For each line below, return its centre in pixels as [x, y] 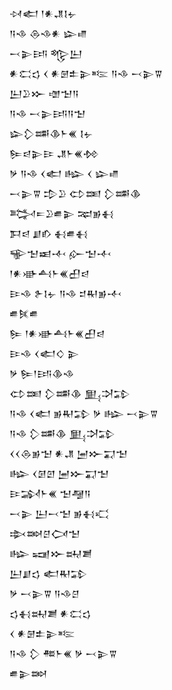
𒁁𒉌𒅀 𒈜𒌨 [46, 53]
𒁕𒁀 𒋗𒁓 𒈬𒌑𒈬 [49, 233]
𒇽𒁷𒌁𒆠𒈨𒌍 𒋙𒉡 [51, 133]
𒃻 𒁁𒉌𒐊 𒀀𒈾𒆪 [44, 593]
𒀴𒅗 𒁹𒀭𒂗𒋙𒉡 [43, 13]
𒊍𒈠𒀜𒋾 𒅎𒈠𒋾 [60, 253]
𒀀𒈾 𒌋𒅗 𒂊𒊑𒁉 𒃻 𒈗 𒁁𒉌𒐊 [84, 413]
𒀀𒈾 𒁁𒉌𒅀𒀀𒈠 [47, 113]
